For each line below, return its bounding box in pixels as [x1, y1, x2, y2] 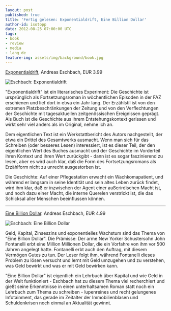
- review [5, 41, 24, 46]
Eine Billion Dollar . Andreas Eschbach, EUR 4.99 [5, 210, 106, 216]
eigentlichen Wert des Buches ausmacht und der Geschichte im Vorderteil [5, 148, 160, 154]
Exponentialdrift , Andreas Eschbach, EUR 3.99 [5, 69, 103, 75]
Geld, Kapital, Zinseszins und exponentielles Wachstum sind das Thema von [5, 230, 165, 236]
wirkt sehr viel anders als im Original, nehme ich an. [5, 121, 113, 128]
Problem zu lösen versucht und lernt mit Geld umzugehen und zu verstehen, [5, 257, 165, 263]
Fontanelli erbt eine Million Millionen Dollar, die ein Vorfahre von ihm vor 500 [5, 241, 165, 247]
